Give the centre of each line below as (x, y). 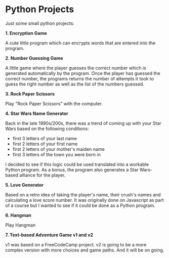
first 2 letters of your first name (45, 144)
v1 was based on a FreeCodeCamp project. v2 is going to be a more (76, 244)
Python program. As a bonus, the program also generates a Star (72, 169)
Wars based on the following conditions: (47, 128)
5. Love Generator (25, 185)
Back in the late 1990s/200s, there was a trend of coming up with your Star (83, 123)
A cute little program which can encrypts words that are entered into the (80, 43)
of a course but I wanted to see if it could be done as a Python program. (80, 205)
